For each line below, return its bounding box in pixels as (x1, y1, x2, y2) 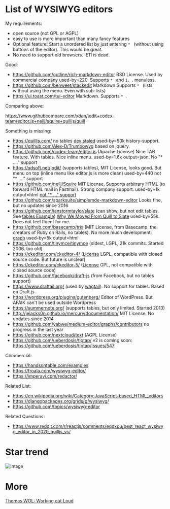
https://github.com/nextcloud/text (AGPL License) (12, 331, 117, 338)
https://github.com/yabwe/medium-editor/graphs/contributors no (12, 321, 150, 327)
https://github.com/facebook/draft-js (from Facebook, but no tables (12, 273, 154, 279)
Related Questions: (5, 413, 45, 419)
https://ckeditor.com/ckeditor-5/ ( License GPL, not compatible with (12, 261, 153, 267)
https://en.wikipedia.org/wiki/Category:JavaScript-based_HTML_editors (12, 392, 163, 399)
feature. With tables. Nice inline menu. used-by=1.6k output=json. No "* (12, 154, 163, 160)
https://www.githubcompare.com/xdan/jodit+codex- (5, 113, 115, 119)
